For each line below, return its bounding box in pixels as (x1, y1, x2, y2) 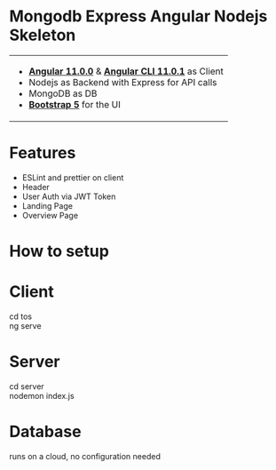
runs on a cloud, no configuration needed (9, 450, 162, 461)
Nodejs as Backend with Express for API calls (28, 76, 217, 88)
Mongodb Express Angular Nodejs (9, 6, 268, 27)
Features (9, 143, 76, 163)
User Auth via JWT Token (21, 191, 116, 202)
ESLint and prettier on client (21, 171, 124, 183)
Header (21, 181, 51, 192)
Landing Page (21, 200, 74, 211)
